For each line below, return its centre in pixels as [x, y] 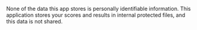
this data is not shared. [35, 21]
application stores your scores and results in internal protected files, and [96, 15]
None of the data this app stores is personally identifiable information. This [98, 9]
